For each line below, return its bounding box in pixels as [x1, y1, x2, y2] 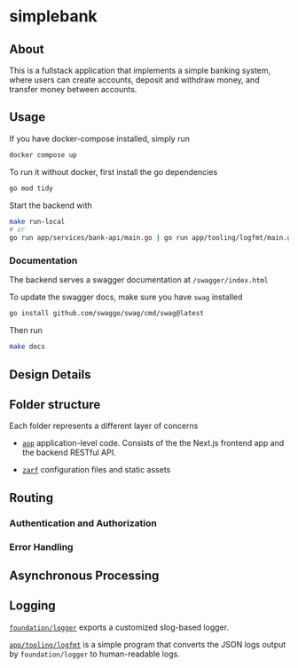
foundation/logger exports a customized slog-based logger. [9, 622, 229, 632]
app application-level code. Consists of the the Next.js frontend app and [21, 438, 285, 449]
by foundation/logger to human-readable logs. [9, 648, 180, 659]
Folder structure [9, 397, 101, 412]
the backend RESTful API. [21, 447, 117, 458]
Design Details [9, 367, 91, 382]
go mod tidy [9, 184, 53, 193]
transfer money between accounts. [9, 84, 137, 94]
